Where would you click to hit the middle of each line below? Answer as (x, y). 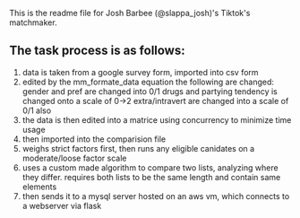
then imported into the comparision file (94, 139)
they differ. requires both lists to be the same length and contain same (151, 177)
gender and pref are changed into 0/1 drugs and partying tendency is (150, 91)
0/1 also (37, 110)
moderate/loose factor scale (74, 158)
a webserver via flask (62, 205)
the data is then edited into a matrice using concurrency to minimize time (157, 119)
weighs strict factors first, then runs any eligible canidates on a (138, 148)
